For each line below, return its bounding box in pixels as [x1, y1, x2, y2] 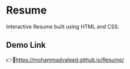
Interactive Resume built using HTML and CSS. [6, 23, 119, 30]
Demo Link [6, 40, 46, 50]
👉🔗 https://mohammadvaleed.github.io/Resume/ [6, 56, 125, 63]
